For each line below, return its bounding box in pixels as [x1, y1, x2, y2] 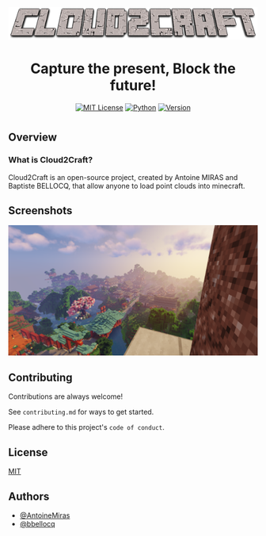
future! [109, 77, 157, 94]
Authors [8, 489, 50, 503]
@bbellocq [19, 519, 55, 529]
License [8, 446, 48, 459]
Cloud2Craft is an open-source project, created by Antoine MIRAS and [8, 172, 238, 182]
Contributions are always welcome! [8, 392, 123, 401]
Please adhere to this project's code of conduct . [8, 423, 165, 432]
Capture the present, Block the [30, 59, 236, 78]
